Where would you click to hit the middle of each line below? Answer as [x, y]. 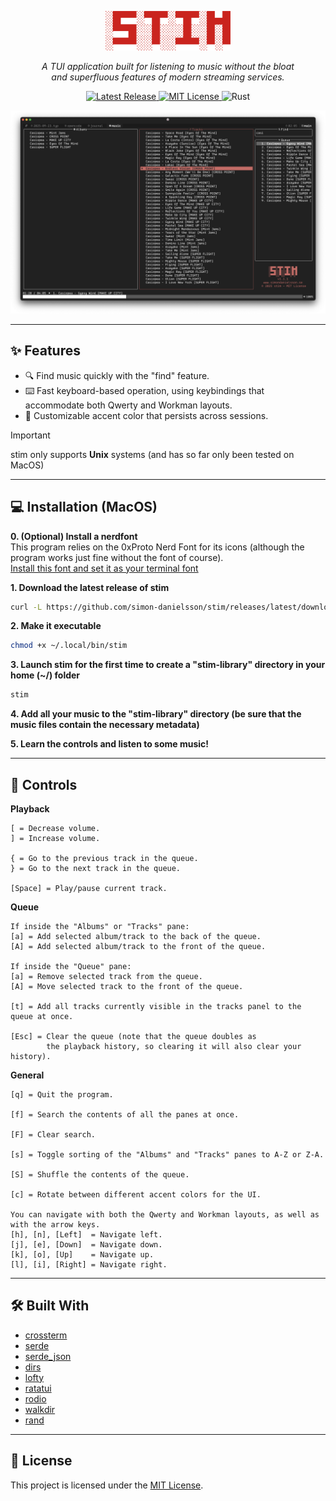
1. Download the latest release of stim [90, 587]
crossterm [46, 1335]
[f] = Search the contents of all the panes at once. [125, 1114]
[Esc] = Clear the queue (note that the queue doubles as [133, 1036]
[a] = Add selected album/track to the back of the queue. [136, 936]
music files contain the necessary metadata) [105, 725]
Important [30, 435]
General [27, 1075]
